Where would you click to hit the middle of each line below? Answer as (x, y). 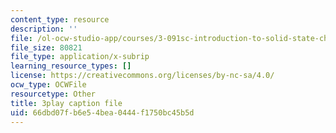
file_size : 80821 (46, 47)
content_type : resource (60, 19)
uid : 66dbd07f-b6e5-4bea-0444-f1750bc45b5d (102, 112)
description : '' (44, 29)
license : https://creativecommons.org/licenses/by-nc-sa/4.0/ (142, 76)
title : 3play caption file (66, 103)
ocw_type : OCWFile (48, 85)
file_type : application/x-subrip (80, 57)
